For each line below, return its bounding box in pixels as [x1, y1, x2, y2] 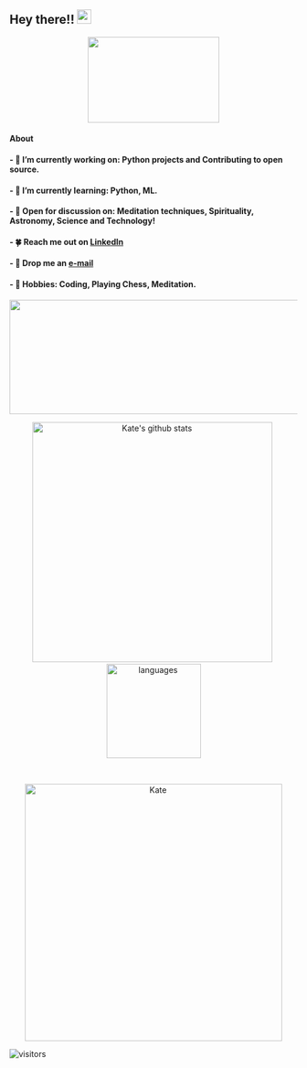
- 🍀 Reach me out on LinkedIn [9, 236, 124, 247]
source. [9, 164, 39, 175]
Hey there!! [9, 12, 75, 27]
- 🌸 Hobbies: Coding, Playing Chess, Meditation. [9, 278, 196, 289]
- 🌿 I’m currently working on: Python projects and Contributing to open [9, 155, 283, 165]
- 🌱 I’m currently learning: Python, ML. [9, 185, 158, 196]
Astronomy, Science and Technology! [9, 216, 155, 227]
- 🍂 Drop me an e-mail [9, 258, 94, 269]
